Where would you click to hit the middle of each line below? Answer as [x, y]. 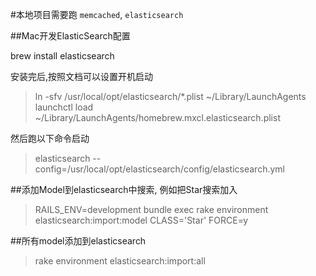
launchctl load [64, 107]
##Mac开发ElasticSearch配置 [70, 36]
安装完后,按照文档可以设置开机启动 [82, 76]
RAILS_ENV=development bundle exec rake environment [151, 209]
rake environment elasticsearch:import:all [120, 261]
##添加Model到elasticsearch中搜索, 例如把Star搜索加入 [124, 189]
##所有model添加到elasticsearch [78, 241]
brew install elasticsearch [62, 56]
